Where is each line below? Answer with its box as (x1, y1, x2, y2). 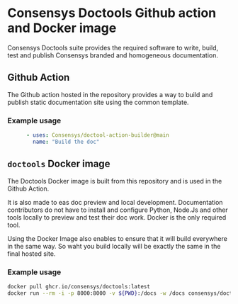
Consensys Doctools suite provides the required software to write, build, (7, 43, 219, 52)
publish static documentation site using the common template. (7, 98, 189, 106)
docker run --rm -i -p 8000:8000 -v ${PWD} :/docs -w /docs (7, 289, 186, 297)
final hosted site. (7, 249, 56, 258)
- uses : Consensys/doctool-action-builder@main (25, 132, 170, 139)
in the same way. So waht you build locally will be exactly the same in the (7, 242, 221, 250)
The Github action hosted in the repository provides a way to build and (7, 90, 213, 98)
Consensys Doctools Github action (7, 5, 217, 21)
